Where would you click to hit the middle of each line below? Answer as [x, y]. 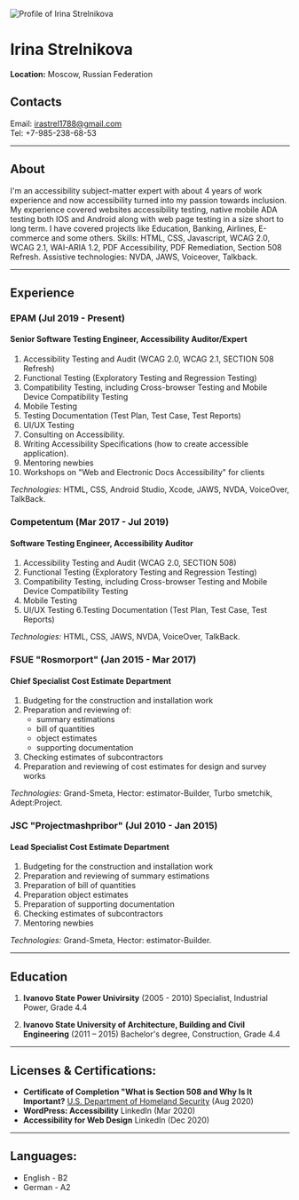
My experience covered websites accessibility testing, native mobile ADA [144, 210]
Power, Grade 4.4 [55, 1007]
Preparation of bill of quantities [79, 886]
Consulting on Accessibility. [74, 434]
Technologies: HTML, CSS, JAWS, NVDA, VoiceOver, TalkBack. [125, 637]
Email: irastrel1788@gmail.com [66, 123]
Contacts [36, 102]
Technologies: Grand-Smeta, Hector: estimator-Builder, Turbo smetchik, [142, 793]
